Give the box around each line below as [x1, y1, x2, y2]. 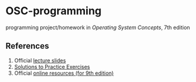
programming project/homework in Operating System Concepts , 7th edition [5, 24, 191, 31]
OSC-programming [5, 4, 102, 18]
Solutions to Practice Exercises [14, 63, 90, 70]
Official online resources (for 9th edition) [14, 70, 114, 77]
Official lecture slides [14, 56, 67, 64]
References [5, 41, 49, 51]
